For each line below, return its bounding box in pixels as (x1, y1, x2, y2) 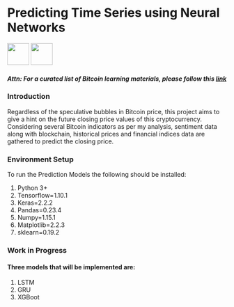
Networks (7, 19, 66, 36)
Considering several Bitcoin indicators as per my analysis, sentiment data (7, 122, 217, 130)
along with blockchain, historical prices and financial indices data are (7, 129, 205, 138)
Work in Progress (7, 246, 68, 255)
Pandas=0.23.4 (17, 206, 62, 214)
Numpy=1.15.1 (17, 214, 56, 222)
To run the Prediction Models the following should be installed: (7, 171, 187, 179)
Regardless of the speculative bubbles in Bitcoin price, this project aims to (7, 107, 220, 116)
